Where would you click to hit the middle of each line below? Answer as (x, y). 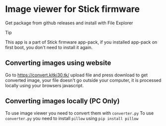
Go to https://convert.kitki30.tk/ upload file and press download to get (76, 75)
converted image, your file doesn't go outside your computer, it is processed (83, 80)
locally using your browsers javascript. (45, 85)
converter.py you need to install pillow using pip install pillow (72, 118)
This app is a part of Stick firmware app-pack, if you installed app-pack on (81, 42)
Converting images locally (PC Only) (62, 101)
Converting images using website (58, 63)
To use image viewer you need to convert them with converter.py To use (80, 113)
